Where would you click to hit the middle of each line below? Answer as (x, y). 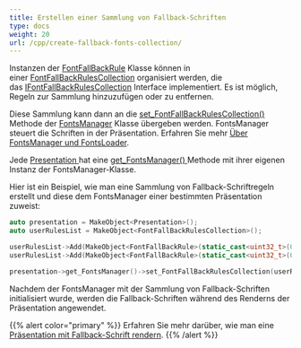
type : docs (30, 26)
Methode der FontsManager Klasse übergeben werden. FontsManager (139, 124)
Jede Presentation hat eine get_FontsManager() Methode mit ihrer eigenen (147, 160)
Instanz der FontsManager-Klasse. (73, 170)
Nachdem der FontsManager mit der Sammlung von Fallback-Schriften (140, 289)
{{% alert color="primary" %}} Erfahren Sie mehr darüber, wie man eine (142, 325)
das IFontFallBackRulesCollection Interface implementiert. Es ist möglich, (144, 87)
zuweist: (25, 206)
